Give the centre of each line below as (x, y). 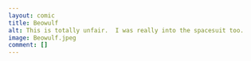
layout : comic (32, 15)
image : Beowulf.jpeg (43, 38)
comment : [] (28, 45)
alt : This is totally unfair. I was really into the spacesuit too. (126, 30)
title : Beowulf (33, 23)
